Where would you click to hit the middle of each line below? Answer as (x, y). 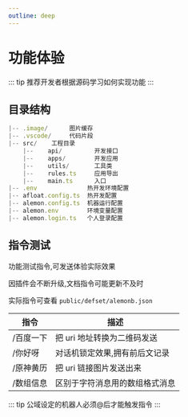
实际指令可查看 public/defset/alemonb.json (81, 300)
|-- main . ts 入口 (64, 181)
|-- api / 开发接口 (70, 151)
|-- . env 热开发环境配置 (69, 188)
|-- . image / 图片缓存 (51, 129)
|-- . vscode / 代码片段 (51, 136)
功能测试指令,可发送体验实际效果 (62, 266)
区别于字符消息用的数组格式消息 (115, 382)
